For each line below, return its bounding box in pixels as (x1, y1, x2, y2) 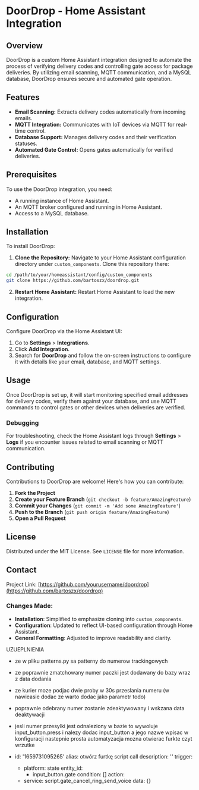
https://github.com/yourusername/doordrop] (39, 581, 150, 588)
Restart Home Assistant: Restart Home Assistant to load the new (14, 289, 175, 296)
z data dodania (14, 675, 52, 682)
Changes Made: (6, 602, 53, 610)
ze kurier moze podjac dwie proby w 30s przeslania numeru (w (14, 686, 169, 694)
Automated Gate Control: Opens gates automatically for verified (14, 146, 173, 153)
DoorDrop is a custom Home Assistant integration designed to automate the (6, 57, 192, 63)
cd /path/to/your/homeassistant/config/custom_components (6, 272, 153, 278)
